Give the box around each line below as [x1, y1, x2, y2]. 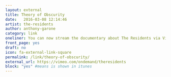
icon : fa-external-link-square [5, 50, 72, 55]
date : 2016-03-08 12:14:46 [5, 17, 67, 22]
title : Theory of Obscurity [5, 12, 65, 17]
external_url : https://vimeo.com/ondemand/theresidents [5, 59, 126, 64]
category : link [5, 31, 38, 36]
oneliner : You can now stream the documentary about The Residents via [5, 36, 160, 41]
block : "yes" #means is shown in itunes [5, 64, 93, 69]
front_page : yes [5, 41, 40, 46]
